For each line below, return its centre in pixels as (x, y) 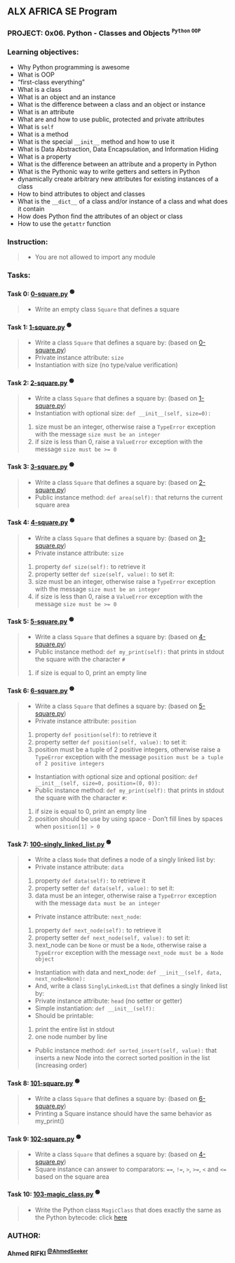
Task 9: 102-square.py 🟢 (44, 1138)
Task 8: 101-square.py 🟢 (43, 1082)
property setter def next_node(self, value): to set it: (113, 938)
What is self (35, 127)
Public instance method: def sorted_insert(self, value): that (126, 1050)
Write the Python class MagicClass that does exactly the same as (128, 1210)
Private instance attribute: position (86, 721)
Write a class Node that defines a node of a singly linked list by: (125, 860)
